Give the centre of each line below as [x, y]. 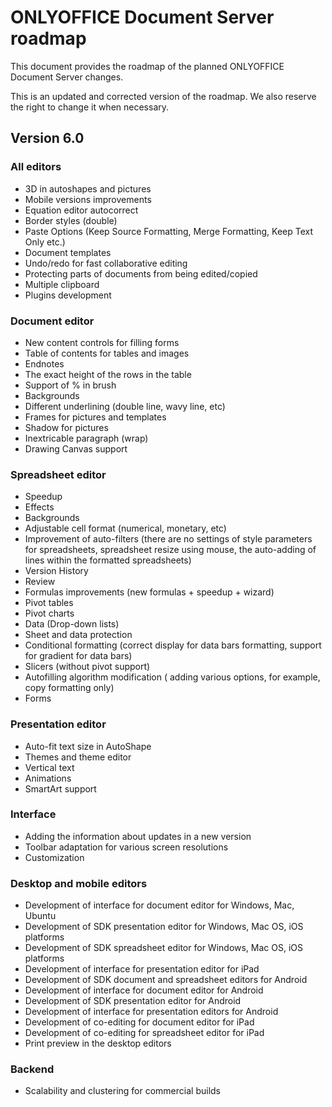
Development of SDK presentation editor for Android [133, 1001]
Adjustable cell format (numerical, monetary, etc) [125, 528]
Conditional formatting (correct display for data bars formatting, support [173, 645]
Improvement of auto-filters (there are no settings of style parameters [168, 539]
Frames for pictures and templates [95, 417]
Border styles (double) [71, 220]
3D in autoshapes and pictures [88, 188]
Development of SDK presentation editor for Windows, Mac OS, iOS [164, 927]
